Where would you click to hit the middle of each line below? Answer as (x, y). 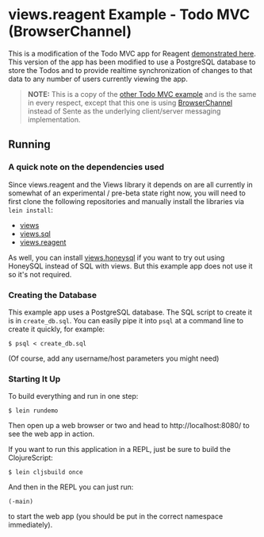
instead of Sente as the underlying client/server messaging (124, 111)
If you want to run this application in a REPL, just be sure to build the (120, 450)
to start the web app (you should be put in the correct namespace (116, 516)
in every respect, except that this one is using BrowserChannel (130, 102)
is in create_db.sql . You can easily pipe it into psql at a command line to (126, 320)
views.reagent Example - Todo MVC (129, 15)
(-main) (21, 502)
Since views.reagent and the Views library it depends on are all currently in (131, 184)
